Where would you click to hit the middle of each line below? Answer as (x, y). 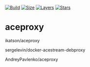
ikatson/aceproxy (22, 40)
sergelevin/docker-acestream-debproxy (45, 50)
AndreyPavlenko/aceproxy (32, 59)
